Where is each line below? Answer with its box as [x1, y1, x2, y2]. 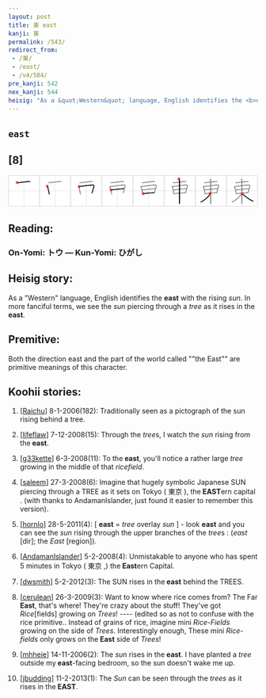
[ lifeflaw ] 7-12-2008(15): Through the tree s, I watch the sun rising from [19, 430, 251, 440]
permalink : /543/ [8, 38, 66, 46]
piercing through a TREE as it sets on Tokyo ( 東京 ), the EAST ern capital [19, 487, 256, 497]
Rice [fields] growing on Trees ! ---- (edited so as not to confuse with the [19, 609, 255, 619]
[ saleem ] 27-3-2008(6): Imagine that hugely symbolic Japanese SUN [19, 478, 246, 487]
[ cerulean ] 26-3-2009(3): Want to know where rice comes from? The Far [19, 593, 258, 602]
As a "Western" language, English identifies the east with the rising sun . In [8, 293, 251, 303]
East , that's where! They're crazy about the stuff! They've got [19, 601, 222, 610]
